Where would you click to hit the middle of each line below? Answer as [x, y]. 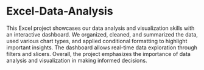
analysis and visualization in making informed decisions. [77, 60]
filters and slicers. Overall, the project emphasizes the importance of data [98, 54]
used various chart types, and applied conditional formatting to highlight [97, 41]
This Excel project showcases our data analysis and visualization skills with [100, 28]
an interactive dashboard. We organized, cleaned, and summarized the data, [102, 34]
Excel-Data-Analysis [60, 11]
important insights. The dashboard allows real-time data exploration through [102, 47]
